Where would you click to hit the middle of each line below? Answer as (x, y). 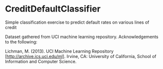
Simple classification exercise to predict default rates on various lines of (77, 22)
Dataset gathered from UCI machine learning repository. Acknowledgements (82, 37)
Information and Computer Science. (41, 61)
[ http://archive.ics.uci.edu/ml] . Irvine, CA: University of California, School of (81, 56)
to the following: (21, 41)
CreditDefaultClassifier (53, 9)
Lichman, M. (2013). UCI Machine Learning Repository (59, 51)
